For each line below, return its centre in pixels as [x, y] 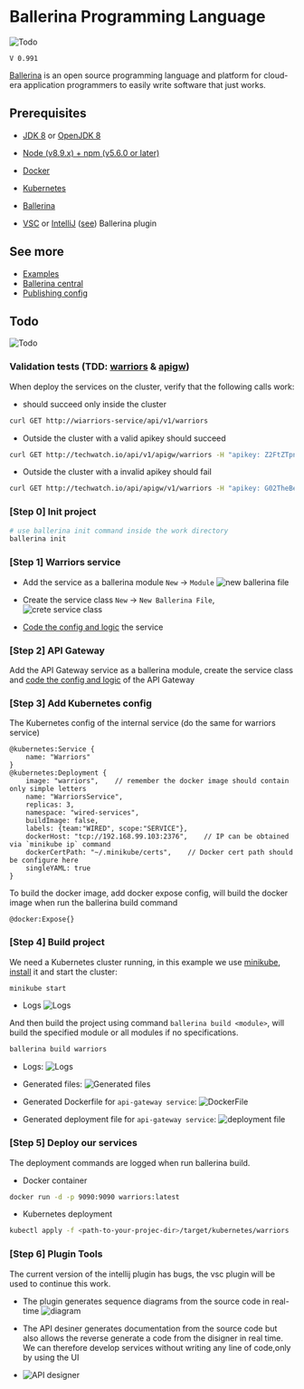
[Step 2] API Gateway [57, 650]
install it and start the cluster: [63, 972]
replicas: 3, [50, 805]
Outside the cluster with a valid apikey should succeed [124, 438]
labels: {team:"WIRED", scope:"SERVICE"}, [107, 829]
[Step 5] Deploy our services [73, 1143]
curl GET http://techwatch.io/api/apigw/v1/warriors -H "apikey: [135, 489]
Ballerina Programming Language [138, 17]
